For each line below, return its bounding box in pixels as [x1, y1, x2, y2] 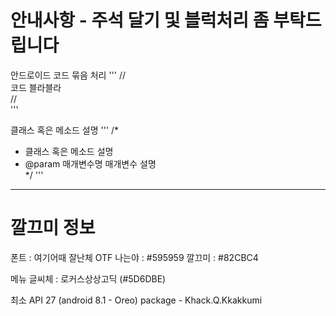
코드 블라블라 [10, 81, 62, 93]
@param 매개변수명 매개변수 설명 [24, 157, 157, 170]
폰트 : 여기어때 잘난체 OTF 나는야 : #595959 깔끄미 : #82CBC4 [10, 251, 259, 263]
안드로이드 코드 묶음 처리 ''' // [10, 69, 127, 81]
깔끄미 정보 [10, 217, 96, 240]
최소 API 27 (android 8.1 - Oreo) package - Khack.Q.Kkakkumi [10, 294, 263, 306]
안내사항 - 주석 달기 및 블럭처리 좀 [10, 9, 270, 32]
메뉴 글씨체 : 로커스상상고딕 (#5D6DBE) [10, 272, 167, 285]
